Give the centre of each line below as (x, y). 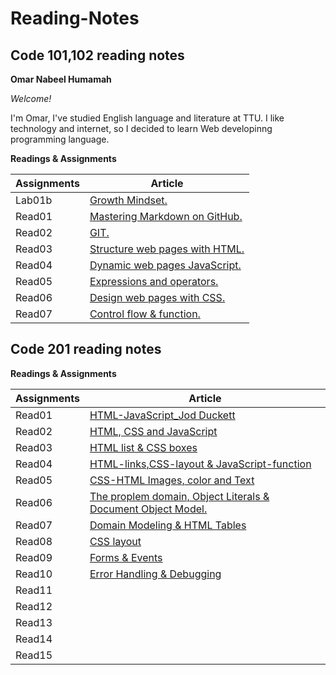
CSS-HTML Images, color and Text (172, 480)
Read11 (34, 590)
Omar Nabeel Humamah (61, 79)
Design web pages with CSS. (157, 297)
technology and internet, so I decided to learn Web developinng (141, 128)
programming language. (60, 139)
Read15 (34, 655)
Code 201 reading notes (86, 349)
